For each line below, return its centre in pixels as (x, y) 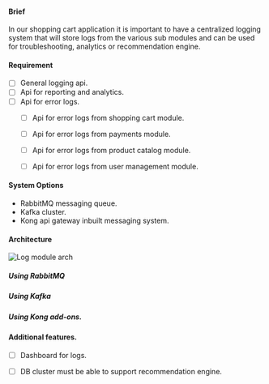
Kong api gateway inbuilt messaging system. (94, 221)
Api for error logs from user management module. (115, 166)
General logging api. (54, 83)
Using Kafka (30, 297)
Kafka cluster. (43, 212)
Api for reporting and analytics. (72, 92)
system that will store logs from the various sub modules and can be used (132, 38)
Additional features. (43, 337)
